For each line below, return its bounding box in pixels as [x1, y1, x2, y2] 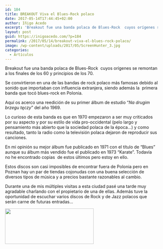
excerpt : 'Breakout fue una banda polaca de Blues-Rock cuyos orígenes [5, 25, 155, 30]
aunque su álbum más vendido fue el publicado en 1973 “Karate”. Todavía [5, 149, 152, 155]
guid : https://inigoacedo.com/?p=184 [5, 34, 81, 39]
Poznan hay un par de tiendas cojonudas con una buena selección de [5, 169, 145, 175]
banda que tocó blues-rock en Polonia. [5, 90, 83, 96]
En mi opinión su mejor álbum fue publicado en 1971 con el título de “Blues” [5, 144, 155, 150]
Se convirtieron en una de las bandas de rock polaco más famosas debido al [5, 80, 158, 86]
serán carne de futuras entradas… [5, 199, 74, 205]
